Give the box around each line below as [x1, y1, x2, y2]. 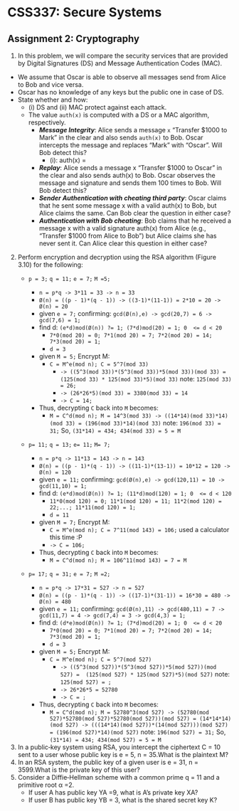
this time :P [49, 533, 83, 541]
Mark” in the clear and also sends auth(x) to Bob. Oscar [38, 133, 204, 142]
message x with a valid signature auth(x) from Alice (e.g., [38, 224, 206, 232]
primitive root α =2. [17, 780, 75, 789]
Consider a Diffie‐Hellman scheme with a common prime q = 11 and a [17, 773, 221, 781]
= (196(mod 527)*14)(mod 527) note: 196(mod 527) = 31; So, [49, 728, 226, 736]
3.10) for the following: [17, 260, 83, 269]
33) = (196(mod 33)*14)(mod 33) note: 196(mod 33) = [65, 419, 222, 427]
